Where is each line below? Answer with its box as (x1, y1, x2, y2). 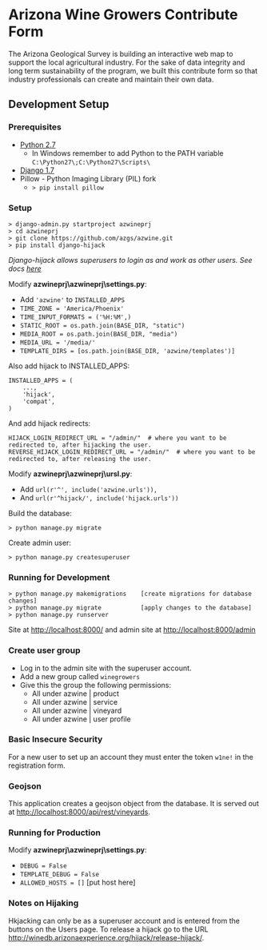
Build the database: (8, 508, 72, 518)
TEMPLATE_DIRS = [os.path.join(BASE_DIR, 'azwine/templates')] (19, 347, 236, 355)
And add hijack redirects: (8, 418, 91, 428)
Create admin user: (8, 538, 72, 547)
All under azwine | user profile (31, 713, 132, 724)
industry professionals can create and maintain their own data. (8, 74, 214, 84)
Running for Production (8, 827, 102, 838)
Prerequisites (8, 121, 62, 133)
